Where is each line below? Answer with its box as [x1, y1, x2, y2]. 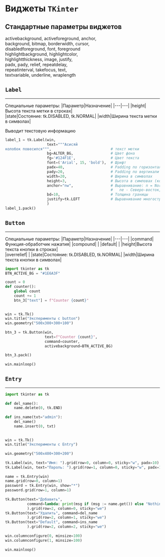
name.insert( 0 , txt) [14, 423, 56, 429]
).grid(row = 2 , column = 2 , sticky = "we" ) [27, 524, 107, 529]
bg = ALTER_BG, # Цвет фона [47, 151, 135, 156]
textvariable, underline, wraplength [5, 72, 76, 78]
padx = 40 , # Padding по [47, 165, 137, 170]
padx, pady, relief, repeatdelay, [5, 62, 68, 67]
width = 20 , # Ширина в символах [47, 174, 153, 179]
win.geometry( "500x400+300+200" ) [5, 451, 74, 456]
